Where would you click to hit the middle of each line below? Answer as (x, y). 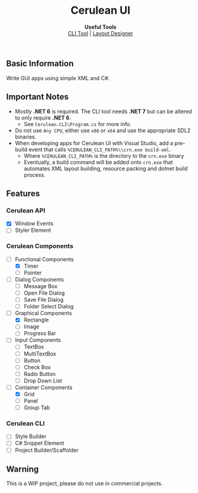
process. (35, 174)
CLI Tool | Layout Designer (100, 33)
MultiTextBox (40, 354)
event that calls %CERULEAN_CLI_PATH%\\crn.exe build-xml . (100, 149)
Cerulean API (26, 210)
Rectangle (36, 320)
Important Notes (37, 97)
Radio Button (39, 373)
